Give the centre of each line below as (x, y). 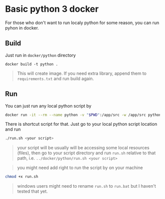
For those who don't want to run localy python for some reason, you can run (82, 23)
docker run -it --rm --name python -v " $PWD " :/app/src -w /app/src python (83, 115)
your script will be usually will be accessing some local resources (83, 148)
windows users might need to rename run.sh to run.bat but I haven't (86, 186)
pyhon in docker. (22, 28)
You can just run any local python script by (48, 106)
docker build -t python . (31, 64)
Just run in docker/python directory (41, 55)
